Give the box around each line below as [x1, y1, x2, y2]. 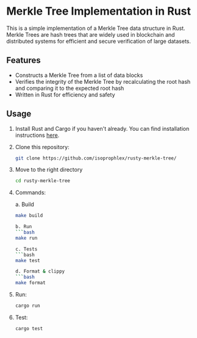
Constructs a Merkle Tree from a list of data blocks [15, 72, 143, 79]
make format [15, 280, 46, 286]
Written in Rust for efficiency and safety [15, 90, 115, 98]
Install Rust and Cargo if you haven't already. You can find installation [15, 125, 190, 132]
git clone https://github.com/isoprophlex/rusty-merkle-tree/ [15, 155, 177, 161]
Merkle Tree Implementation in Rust [6, 4, 191, 18]
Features [6, 55, 41, 65]
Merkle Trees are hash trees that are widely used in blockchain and [6, 31, 175, 38]
